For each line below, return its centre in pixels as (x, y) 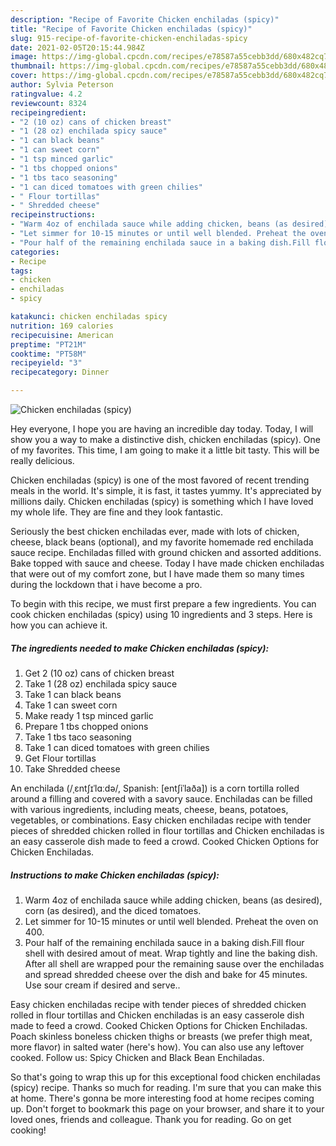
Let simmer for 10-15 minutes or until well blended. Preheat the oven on (171, 921)
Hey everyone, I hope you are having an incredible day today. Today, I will (162, 429)
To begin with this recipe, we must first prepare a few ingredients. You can (163, 604)
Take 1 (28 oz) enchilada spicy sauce (101, 683)
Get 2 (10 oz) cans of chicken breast (99, 673)
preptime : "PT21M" (48, 344)
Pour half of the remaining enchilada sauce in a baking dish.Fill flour (164, 942)
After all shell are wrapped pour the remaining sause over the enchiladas (174, 963)
